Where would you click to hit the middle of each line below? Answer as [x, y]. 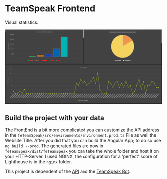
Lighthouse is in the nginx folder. [39, 162]
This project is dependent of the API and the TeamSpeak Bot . [68, 171]
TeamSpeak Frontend [50, 9]
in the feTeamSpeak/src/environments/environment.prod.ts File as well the [81, 135]
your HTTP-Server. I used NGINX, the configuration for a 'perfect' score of [81, 156]
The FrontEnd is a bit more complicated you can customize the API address [82, 130]
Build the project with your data [55, 118]
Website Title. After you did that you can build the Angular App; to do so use [83, 141]
